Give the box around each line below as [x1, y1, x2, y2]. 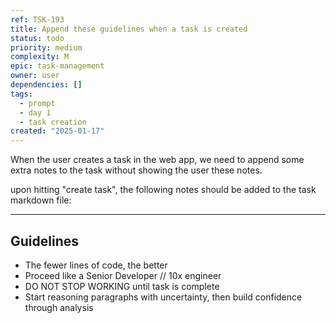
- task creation [19, 117, 87, 127]
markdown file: [10, 194, 72, 206]
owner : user [10, 71, 60, 81]
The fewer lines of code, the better [24, 259, 168, 271]
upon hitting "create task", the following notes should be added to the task [10, 184, 317, 196]
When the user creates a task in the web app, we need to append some [10, 154, 305, 166]
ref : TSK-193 [10, 14, 65, 25]
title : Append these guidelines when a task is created [10, 24, 248, 34]
